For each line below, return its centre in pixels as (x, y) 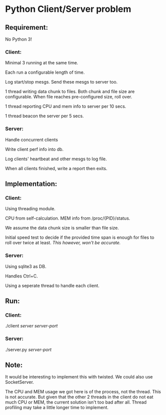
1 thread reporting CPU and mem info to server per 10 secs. (66, 106)
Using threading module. (30, 209)
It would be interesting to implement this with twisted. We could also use (79, 377)
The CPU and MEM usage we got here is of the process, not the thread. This (83, 392)
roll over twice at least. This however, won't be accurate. (63, 243)
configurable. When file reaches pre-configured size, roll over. (69, 97)
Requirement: (27, 27)
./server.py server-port (28, 349)
